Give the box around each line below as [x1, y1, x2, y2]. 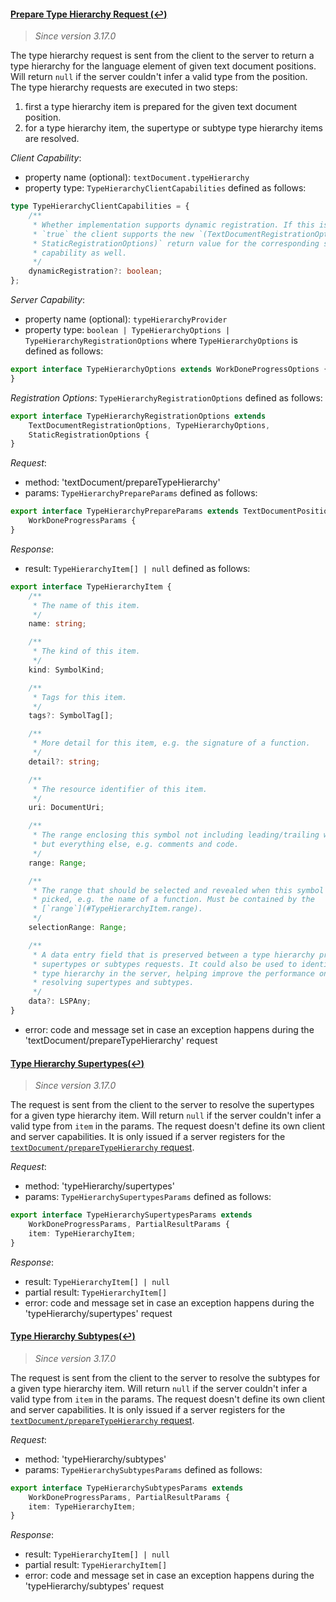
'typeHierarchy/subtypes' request [24, 1580, 165, 1592]
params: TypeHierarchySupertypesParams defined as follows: [24, 1191, 272, 1203]
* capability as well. [32, 248, 128, 258]
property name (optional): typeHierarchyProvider [24, 313, 228, 325]
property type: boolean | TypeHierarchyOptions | [24, 324, 231, 336]
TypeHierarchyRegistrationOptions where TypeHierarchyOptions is [24, 335, 298, 347]
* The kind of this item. [32, 646, 141, 657]
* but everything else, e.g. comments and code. [32, 840, 240, 850]
